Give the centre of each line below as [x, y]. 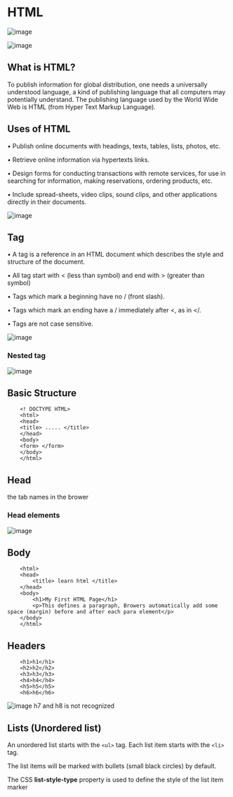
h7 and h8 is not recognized [74, 706]
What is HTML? [41, 68]
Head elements [34, 516]
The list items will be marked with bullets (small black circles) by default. [112, 766]
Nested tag [27, 356]
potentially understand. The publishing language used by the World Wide [113, 99]
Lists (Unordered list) [54, 728]
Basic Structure [42, 394]
